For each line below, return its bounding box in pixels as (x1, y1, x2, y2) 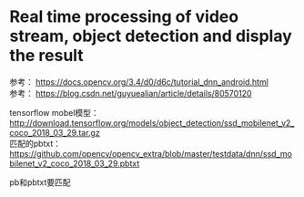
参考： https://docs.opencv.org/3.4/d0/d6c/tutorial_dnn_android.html (9, 76, 269, 88)
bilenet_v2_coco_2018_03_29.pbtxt (9, 158, 140, 169)
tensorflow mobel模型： (9, 107, 100, 118)
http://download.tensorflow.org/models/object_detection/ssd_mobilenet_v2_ (9, 117, 295, 129)
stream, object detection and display (9, 26, 293, 47)
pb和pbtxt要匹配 (9, 176, 71, 188)
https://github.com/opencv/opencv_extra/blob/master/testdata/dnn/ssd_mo (9, 148, 293, 159)
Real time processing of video (9, 6, 239, 27)
